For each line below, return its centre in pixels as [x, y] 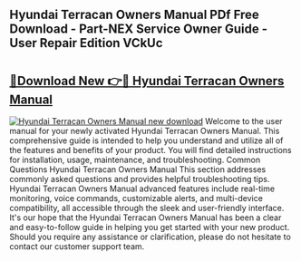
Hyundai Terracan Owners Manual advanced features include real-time [142, 188]
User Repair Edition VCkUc [86, 43]
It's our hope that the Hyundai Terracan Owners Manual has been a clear [146, 217]
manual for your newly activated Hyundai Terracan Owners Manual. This [145, 131]
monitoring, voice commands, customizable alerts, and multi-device [136, 198]
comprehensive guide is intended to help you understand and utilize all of [146, 140]
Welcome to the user [244, 121]
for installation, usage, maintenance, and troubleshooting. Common [135, 159]
